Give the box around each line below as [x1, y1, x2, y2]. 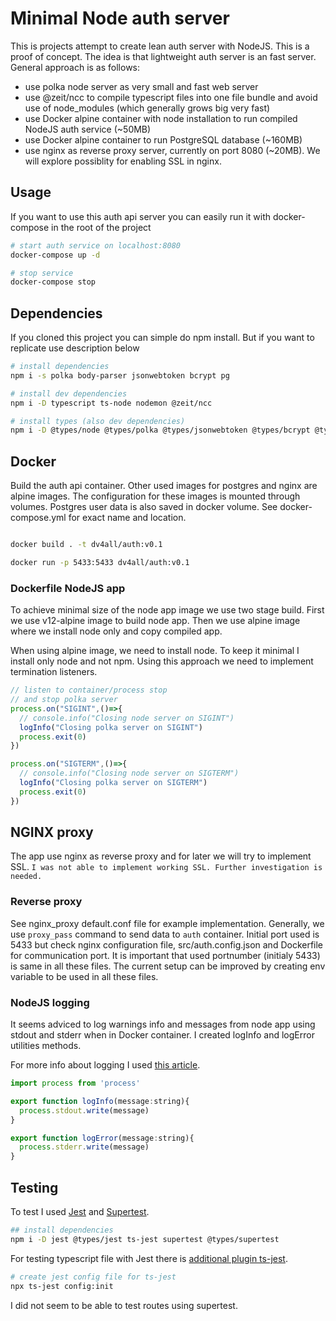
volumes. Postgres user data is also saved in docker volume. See [10, 501, 278, 513]
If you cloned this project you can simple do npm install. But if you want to [10, 332, 315, 344]
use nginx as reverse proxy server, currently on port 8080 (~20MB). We [24, 144, 321, 156]
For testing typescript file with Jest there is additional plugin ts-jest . [10, 1252, 288, 1264]
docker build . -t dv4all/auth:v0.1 [10, 540, 163, 550]
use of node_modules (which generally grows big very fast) [24, 102, 271, 114]
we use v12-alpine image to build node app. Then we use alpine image [10, 615, 301, 627]
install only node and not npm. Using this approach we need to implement [10, 655, 314, 667]
